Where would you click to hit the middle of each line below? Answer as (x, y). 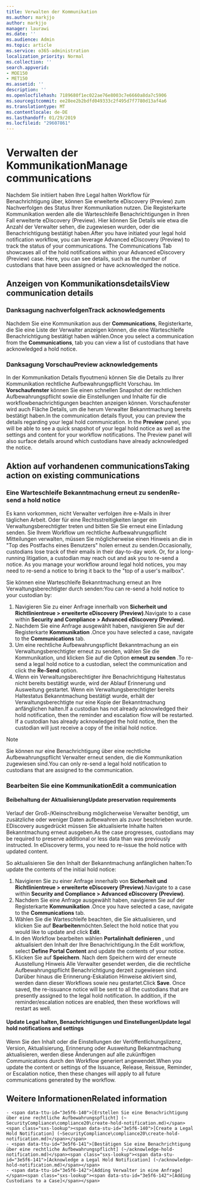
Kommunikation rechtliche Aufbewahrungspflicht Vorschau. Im (83, 384)
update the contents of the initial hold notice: (61, 869)
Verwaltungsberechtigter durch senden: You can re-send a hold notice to (96, 589)
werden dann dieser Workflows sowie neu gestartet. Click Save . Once (100, 983)
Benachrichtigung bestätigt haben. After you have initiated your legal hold (96, 233)
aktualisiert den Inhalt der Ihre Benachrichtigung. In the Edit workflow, (100, 944)
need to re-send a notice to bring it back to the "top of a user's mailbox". (96, 571)
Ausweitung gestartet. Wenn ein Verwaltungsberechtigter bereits (95, 689)
